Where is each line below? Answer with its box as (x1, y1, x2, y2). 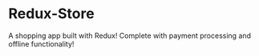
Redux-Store (8, 5, 95, 23)
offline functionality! (8, 39, 75, 48)
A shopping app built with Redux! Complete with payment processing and (8, 31, 251, 40)
